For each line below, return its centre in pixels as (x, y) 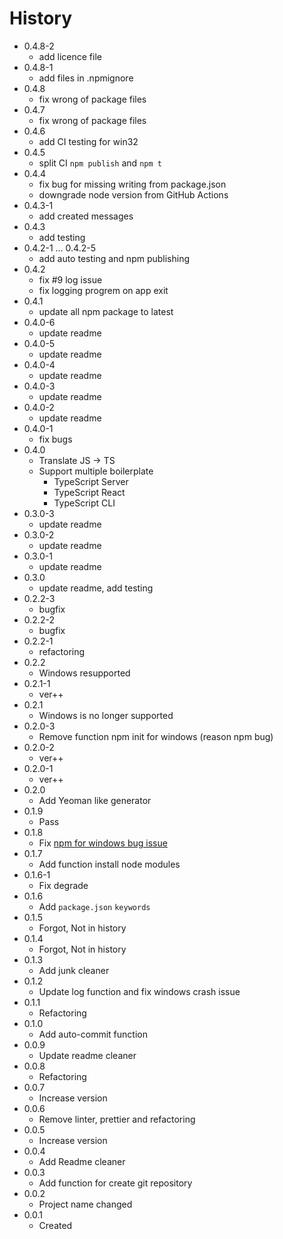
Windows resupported (84, 673)
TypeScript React (89, 492)
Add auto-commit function (93, 1034)
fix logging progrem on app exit (103, 290)
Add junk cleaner (74, 970)
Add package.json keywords (94, 906)
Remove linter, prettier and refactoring (117, 1119)
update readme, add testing (96, 588)
